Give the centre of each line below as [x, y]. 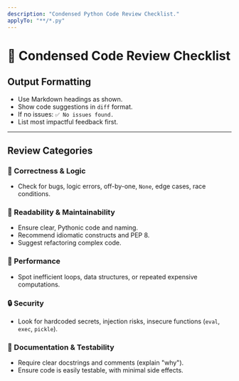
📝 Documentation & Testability [61, 347]
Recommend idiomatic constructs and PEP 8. [84, 235]
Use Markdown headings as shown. [70, 99]
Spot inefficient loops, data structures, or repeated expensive [107, 277]
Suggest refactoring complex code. [69, 243]
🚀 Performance [34, 262]
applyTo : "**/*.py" [36, 21]
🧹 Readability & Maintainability [61, 213]
